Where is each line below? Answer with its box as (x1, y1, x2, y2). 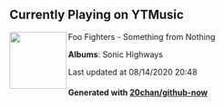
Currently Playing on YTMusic (9, 7, 184, 23)
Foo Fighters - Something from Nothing (67, 31, 216, 42)
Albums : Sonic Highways (67, 49, 164, 60)
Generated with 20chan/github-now (67, 87, 209, 98)
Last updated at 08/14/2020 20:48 (67, 66, 198, 77)
